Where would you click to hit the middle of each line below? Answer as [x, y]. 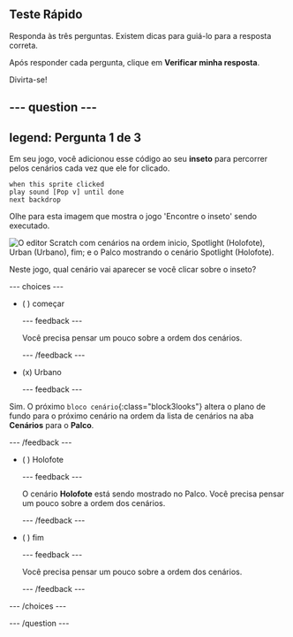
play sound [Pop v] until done [67, 192]
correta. [23, 45]
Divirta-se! [28, 80]
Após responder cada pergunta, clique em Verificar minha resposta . [135, 62]
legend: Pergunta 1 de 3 [75, 138]
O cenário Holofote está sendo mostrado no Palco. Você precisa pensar [153, 494]
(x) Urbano [41, 372]
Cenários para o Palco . [52, 426]
